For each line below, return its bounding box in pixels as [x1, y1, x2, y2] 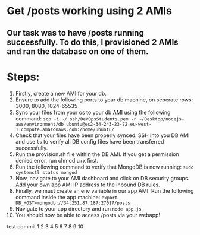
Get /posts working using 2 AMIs [7, 4, 172, 18]
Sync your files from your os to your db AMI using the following [15, 109, 171, 116]
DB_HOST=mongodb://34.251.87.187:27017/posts [15, 200, 130, 206]
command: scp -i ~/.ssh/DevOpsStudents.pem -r [15, 115, 136, 122]
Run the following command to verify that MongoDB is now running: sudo [15, 163, 194, 170]
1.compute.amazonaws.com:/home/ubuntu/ [15, 126, 115, 132]
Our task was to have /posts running [7, 28, 145, 38]
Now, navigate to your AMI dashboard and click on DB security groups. [15, 174, 190, 182]
